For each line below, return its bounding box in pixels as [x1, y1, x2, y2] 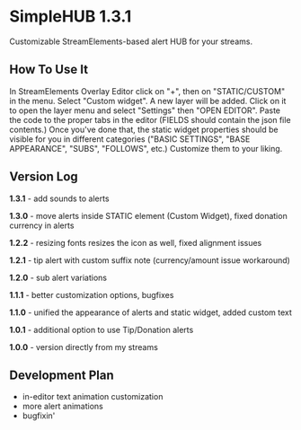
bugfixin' [22, 410, 56, 421]
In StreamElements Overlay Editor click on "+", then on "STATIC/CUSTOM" [9, 85, 286, 96]
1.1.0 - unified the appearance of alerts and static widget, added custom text [9, 307, 292, 318]
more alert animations [22, 401, 103, 412]
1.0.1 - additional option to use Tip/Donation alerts [9, 324, 194, 335]
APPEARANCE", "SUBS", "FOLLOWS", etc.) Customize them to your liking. [9, 143, 283, 154]
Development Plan [9, 367, 114, 382]
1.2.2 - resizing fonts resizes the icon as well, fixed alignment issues [9, 237, 262, 248]
